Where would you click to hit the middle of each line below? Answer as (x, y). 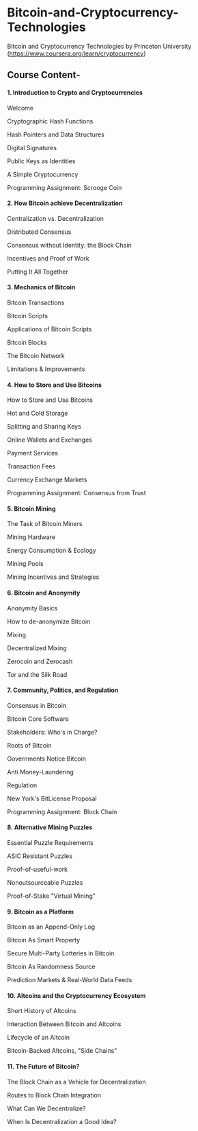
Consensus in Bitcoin (37, 705)
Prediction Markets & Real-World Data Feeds (70, 980)
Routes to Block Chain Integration (54, 1095)
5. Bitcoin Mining (31, 508)
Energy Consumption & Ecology (52, 551)
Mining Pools (25, 564)
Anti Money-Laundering (40, 772)
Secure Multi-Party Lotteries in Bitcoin (61, 953)
